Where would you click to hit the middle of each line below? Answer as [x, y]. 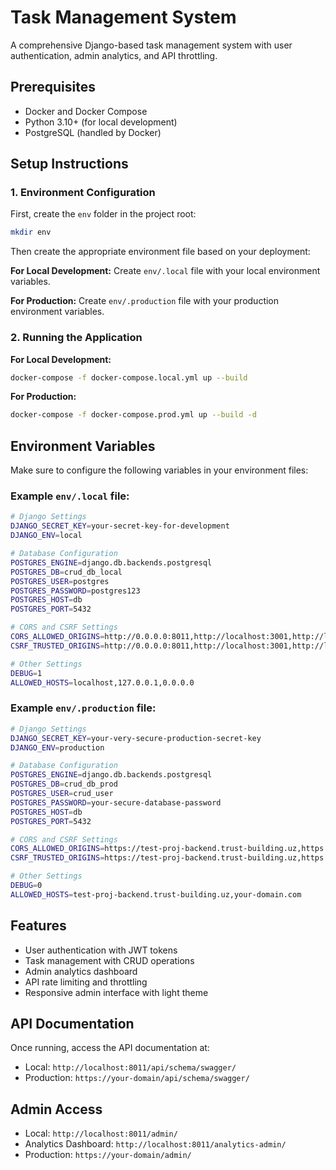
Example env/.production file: [83, 708]
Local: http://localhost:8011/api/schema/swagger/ [130, 1067]
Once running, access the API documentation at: [110, 1048]
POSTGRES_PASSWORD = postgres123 [75, 591]
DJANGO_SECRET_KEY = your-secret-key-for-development [120, 526]
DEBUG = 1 [26, 673]
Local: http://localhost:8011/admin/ [101, 1133]
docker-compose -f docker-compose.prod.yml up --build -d [133, 415]
